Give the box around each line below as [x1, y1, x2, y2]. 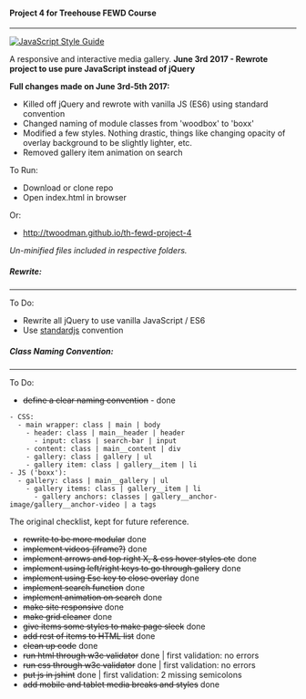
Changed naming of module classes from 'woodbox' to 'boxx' [22, 118, 255, 129]
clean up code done [22, 641, 98, 652]
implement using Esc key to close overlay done [22, 572, 200, 583]
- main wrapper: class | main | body [17, 420, 161, 430]
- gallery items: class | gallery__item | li [25, 484, 202, 494]
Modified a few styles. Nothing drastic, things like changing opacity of [22, 128, 286, 139]
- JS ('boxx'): [9, 468, 67, 478]
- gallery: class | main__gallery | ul [17, 477, 169, 486]
